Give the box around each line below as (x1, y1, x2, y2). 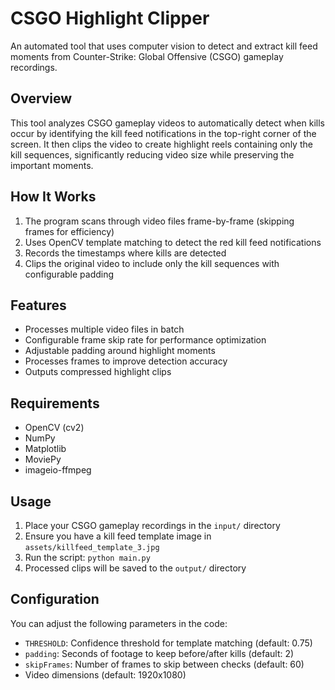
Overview (10, 90, 73, 107)
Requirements (10, 395, 100, 412)
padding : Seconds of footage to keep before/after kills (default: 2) (24, 647, 295, 659)
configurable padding (24, 268, 115, 280)
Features (10, 297, 67, 314)
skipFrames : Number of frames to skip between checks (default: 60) (24, 658, 305, 670)
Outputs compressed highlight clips (24, 366, 172, 378)
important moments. (10, 159, 94, 171)
